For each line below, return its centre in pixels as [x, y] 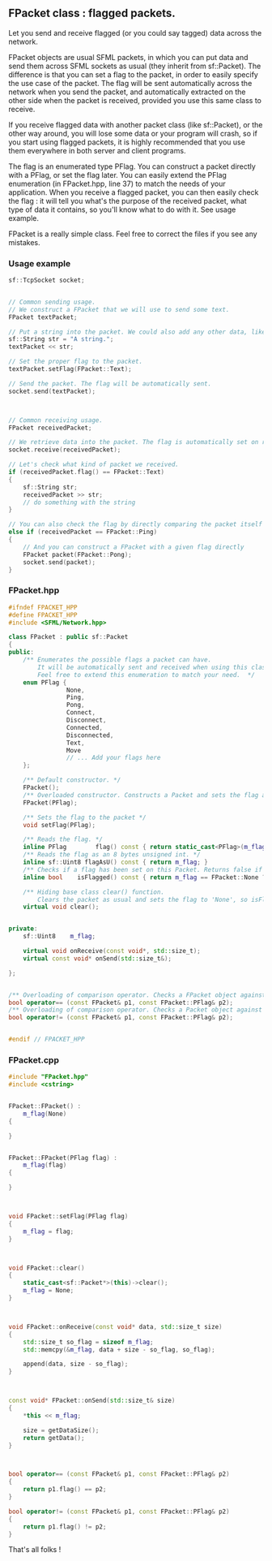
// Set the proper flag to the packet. [76, 362]
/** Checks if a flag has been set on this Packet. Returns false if [143, 869]
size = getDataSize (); [61, 1430]
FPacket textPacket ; [43, 317]
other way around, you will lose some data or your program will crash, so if [133, 133]
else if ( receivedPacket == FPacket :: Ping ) [83, 532]
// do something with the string [79, 502]
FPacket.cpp [34, 1060]
